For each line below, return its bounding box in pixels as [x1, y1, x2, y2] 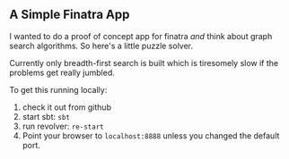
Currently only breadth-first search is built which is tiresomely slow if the [9, 57, 279, 68]
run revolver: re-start [22, 121, 105, 131]
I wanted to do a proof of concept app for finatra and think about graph [9, 30, 273, 41]
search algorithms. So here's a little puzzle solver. [9, 40, 194, 51]
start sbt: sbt [22, 111, 70, 121]
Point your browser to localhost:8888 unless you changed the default [22, 130, 280, 141]
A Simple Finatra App [9, 7, 130, 22]
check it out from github [22, 102, 112, 113]
